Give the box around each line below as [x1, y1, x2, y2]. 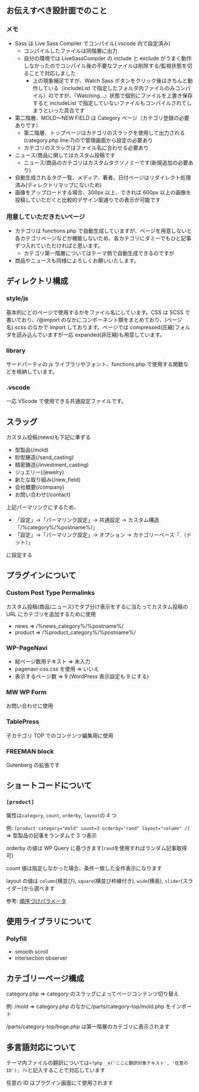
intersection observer [14, 954, 68, 961]
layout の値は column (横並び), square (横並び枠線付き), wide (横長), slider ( [6, 877, 183, 884]
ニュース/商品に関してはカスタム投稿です [14, 151, 116, 159]
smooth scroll [14, 948, 49, 955]
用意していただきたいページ [6, 212, 85, 221]
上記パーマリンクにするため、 [6, 504, 80, 511]
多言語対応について [6, 1042, 77, 1052]
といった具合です [43, 107, 85, 114]
